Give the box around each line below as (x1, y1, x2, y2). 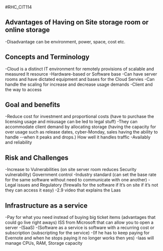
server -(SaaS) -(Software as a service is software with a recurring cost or (5, 225, 155, 231)
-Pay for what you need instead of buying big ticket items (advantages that (5, 214, 156, 220)
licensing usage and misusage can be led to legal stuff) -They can (5, 119, 138, 125)
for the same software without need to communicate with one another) (5, 177, 147, 183)
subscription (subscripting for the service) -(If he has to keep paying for (5, 230, 150, 236)
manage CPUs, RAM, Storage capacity (5, 240, 83, 246)
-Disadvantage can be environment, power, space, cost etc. (5, 39, 125, 44)
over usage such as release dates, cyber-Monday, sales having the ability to (5, 129, 158, 135)
